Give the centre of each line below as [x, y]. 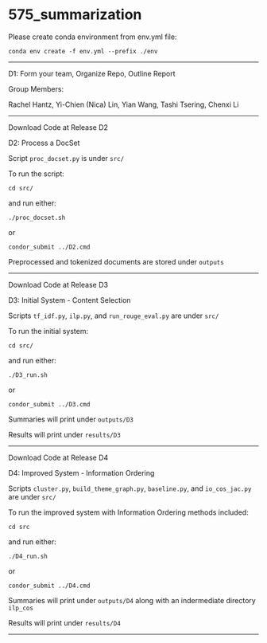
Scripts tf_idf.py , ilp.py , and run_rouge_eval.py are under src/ [114, 316]
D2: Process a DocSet [44, 143]
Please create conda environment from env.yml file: [93, 37]
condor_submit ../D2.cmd [49, 247]
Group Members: [36, 88]
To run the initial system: [48, 331]
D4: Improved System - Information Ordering [81, 472]
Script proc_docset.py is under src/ [66, 158]
